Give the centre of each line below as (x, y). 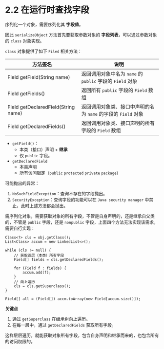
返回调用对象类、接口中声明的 (115, 107)
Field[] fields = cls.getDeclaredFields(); (59, 259)
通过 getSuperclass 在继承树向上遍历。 (51, 319)
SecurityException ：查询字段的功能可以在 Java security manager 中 (81, 200)
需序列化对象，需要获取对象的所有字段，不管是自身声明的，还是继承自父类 (80, 216)
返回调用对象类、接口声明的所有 (118, 123)
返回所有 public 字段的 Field (114, 90)
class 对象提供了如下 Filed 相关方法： (43, 51)
